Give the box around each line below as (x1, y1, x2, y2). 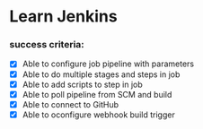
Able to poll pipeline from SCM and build (22, 89, 172, 99)
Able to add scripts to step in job (22, 79, 143, 90)
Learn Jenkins (9, 6, 119, 27)
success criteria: (9, 39, 85, 51)
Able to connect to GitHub (22, 99, 119, 109)
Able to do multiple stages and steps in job (22, 69, 181, 80)
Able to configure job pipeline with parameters (22, 58, 195, 69)
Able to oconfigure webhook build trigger (22, 109, 175, 120)
